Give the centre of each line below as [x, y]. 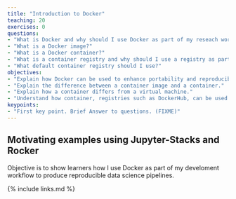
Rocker [23, 151]
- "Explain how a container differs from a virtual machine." [100, 92]
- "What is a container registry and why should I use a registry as [111, 60]
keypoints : [23, 105]
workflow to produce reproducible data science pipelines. [91, 175]
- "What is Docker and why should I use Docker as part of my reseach [113, 40]
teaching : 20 [26, 20]
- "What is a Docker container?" [56, 53]
